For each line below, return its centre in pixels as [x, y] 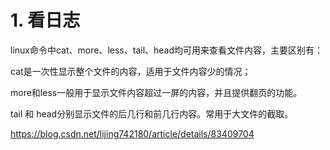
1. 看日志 [45, 20]
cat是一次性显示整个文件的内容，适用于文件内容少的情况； [131, 71]
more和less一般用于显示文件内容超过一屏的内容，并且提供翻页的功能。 [156, 92]
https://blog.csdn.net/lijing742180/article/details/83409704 [132, 133]
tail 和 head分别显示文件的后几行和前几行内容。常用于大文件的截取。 [152, 113]
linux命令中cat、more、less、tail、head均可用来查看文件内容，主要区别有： [167, 50]
